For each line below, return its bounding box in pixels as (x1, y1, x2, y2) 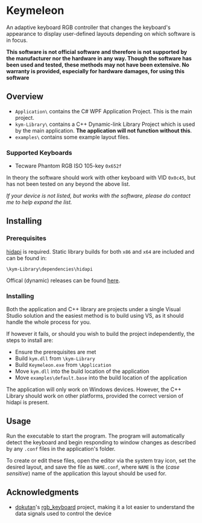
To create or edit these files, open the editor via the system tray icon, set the (6, 456, 196, 464)
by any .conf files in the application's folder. (6, 445, 116, 452)
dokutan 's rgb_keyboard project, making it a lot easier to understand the (14, 503, 195, 510)
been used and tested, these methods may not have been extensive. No (6, 61, 190, 68)
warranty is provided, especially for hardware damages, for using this (6, 67, 185, 74)
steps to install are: (6, 337, 54, 344)
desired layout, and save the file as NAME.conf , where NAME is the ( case (6, 463, 180, 470)
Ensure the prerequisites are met (14, 349, 96, 356)
